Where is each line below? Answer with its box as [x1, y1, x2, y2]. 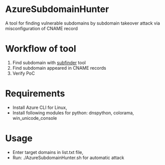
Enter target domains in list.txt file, [12, 149, 84, 155]
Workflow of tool [5, 43, 76, 55]
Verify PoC [12, 70, 35, 76]
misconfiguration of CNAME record [5, 25, 78, 31]
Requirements [5, 88, 65, 99]
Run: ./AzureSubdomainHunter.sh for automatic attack [12, 154, 124, 160]
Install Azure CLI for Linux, [12, 104, 67, 110]
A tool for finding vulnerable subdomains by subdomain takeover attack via [5, 20, 160, 26]
